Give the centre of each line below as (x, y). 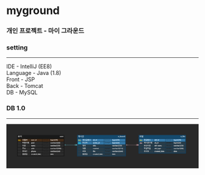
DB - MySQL (22, 93)
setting (17, 48)
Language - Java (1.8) (34, 73)
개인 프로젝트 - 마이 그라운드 (45, 31)
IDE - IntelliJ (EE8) (29, 66)
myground (33, 11)
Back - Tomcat (25, 86)
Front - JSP (21, 79)
